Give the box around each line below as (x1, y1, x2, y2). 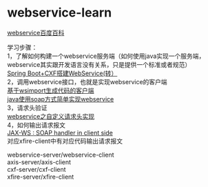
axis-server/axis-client (7, 157, 71, 166)
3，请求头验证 (7, 104, 48, 112)
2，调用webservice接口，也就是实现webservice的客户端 (7, 77, 167, 86)
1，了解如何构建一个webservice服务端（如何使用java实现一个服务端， (7, 52, 205, 60)
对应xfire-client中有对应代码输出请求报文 (7, 137, 123, 145)
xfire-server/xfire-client (7, 173, 74, 181)
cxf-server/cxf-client (7, 165, 67, 173)
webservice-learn (7, 5, 112, 21)
